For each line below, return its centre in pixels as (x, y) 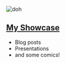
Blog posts (28, 42)
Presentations (32, 48)
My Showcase (33, 28)
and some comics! (37, 55)
